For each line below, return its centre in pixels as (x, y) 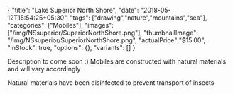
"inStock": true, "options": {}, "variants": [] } (71, 48)
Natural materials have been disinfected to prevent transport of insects (111, 83)
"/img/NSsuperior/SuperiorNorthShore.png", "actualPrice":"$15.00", (107, 40)
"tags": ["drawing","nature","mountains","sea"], (139, 18)
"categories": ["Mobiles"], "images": (60, 25)
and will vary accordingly (44, 69)
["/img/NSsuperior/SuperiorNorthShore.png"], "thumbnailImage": (103, 33)
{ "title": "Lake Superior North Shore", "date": (73, 10)
